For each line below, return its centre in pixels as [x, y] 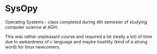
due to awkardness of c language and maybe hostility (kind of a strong [76, 41]
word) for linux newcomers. [33, 47]
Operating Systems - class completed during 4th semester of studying [76, 22]
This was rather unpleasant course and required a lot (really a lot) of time [79, 36]
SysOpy [22, 9]
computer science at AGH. [32, 27]
